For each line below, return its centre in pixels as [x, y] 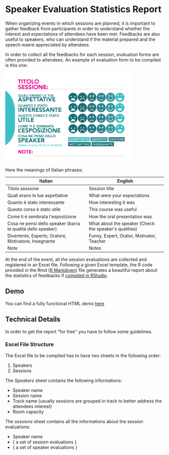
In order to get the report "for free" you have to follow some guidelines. [79, 331]
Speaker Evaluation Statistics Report [83, 9]
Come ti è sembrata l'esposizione [42, 216]
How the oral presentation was [120, 216]
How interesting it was [112, 202]
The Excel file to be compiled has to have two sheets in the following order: [83, 355]
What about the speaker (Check [122, 223]
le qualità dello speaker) [32, 229]
